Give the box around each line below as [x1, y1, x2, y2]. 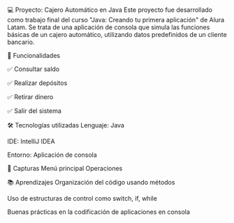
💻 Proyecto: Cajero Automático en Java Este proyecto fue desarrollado [7, 6, 213, 14]
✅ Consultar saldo [7, 65, 60, 73]
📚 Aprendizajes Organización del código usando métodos [7, 178, 175, 186]
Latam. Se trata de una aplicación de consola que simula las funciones [7, 23, 210, 31]
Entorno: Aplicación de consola [7, 151, 98, 159]
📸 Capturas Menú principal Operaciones [7, 164, 123, 172]
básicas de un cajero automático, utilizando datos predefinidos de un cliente [7, 31, 227, 38]
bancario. [7, 38, 35, 46]
